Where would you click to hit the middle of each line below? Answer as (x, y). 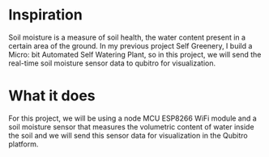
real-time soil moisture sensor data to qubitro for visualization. (112, 63)
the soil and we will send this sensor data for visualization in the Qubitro (128, 135)
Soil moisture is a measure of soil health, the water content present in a (127, 37)
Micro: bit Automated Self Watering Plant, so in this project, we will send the (135, 54)
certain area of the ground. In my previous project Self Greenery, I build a (130, 45)
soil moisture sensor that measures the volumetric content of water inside (131, 126)
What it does (52, 96)
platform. (23, 144)
